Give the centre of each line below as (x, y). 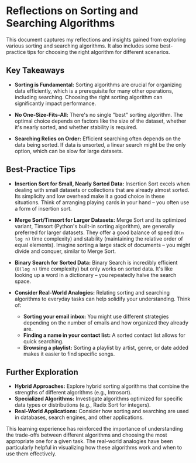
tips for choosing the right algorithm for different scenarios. (99, 52)
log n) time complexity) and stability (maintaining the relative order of (99, 238)
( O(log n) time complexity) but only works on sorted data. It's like (94, 269)
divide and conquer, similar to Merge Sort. (65, 251)
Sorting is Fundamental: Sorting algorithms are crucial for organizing (98, 85)
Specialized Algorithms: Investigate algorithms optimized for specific (99, 399)
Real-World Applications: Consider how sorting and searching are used (102, 411)
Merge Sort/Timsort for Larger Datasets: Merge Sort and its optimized (100, 220)
